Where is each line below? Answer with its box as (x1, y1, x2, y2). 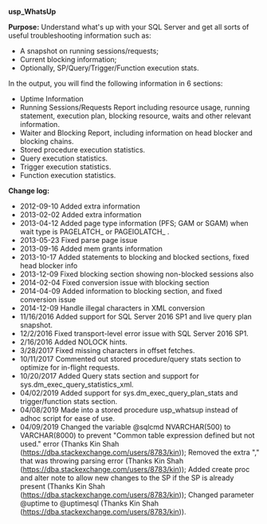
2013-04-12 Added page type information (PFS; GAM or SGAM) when (19, 219, 249, 228)
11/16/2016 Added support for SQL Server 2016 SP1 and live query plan (19, 312, 253, 321)
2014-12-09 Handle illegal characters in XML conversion (19, 304, 206, 312)
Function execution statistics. (19, 171, 116, 180)
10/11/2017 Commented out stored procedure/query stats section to (19, 355, 241, 363)
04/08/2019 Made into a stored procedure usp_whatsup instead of (19, 405, 239, 415)
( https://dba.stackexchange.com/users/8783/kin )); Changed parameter (19, 490, 254, 499)
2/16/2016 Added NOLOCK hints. (19, 337, 128, 347)
